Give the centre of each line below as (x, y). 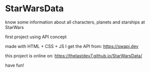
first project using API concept (36, 37)
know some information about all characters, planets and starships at (75, 22)
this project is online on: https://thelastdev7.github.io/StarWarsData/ (74, 56)
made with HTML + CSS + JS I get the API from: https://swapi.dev (72, 46)
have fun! (15, 65)
